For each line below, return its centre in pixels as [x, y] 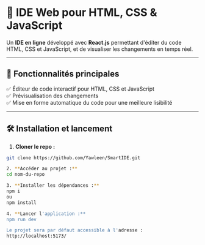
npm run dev [21, 219]
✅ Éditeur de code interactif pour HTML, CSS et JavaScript [80, 89]
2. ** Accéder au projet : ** [42, 169]
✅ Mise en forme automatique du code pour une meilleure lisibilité [89, 102]
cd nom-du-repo [26, 175]
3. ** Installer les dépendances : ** [53, 186]
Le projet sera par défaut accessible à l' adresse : [75, 230]
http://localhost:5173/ [37, 236]
